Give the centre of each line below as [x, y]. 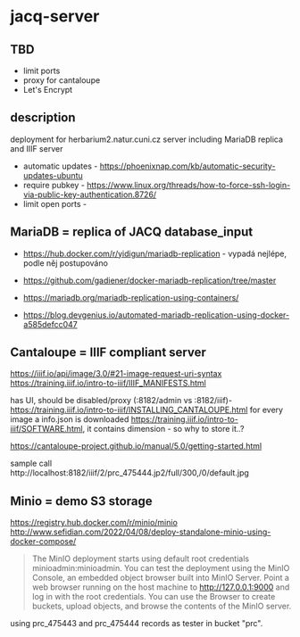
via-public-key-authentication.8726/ [90, 194]
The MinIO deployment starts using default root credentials [140, 558]
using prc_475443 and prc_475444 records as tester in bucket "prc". [137, 624]
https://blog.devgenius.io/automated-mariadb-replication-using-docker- [156, 315]
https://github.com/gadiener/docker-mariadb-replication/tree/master [150, 280]
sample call [31, 463]
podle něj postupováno [65, 263]
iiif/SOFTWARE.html [46, 429]
